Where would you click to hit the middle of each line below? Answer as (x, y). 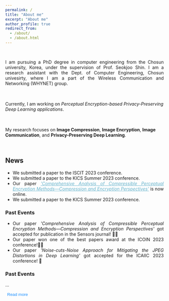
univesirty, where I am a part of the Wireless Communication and (84, 78)
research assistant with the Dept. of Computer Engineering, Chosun (84, 72)
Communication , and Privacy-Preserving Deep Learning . (66, 135)
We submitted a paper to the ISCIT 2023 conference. (67, 173)
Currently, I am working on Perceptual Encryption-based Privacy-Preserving (84, 104)
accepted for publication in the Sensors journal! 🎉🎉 (65, 234)
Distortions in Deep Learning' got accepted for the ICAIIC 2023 (88, 255)
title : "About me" (24, 15)
